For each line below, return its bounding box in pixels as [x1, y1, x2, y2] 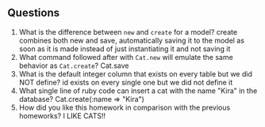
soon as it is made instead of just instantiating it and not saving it [18, 43, 231, 54]
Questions [7, 6, 60, 20]
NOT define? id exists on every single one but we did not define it [18, 77, 233, 87]
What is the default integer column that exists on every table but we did [18, 69, 253, 78]
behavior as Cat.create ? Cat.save [18, 61, 129, 70]
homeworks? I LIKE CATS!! [18, 110, 106, 121]
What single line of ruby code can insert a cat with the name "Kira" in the [18, 86, 258, 95]
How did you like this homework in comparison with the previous [18, 103, 231, 112]
